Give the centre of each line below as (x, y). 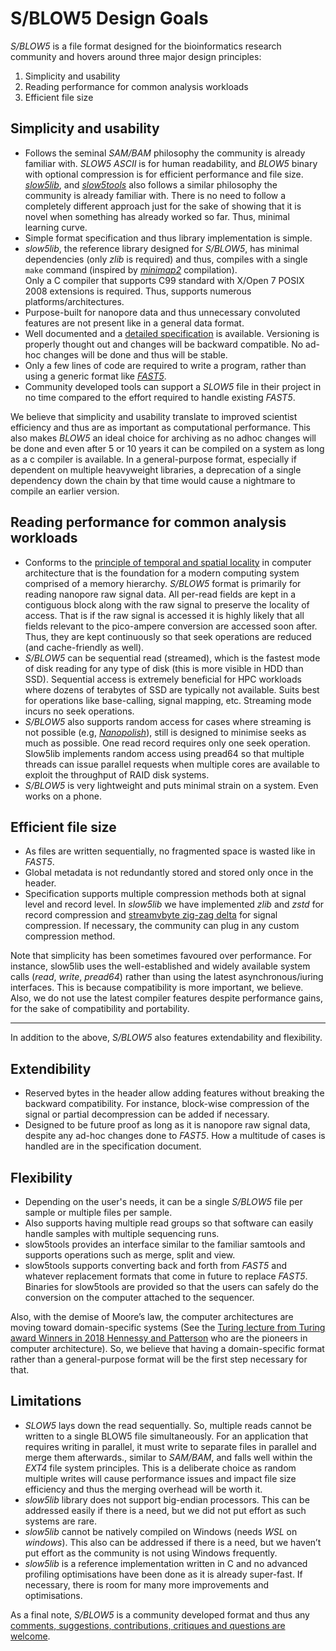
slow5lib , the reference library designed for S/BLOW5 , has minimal (162, 248)
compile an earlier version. (65, 491)
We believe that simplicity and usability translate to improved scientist (154, 416)
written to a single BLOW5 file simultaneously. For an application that (166, 1436)
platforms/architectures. (74, 301)
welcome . (30, 1636)
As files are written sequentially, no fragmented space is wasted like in (170, 851)
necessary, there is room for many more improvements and (147, 1584)
